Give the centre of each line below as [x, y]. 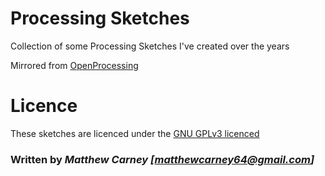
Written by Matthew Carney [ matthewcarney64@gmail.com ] [162, 159]
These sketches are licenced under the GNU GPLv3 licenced [135, 133]
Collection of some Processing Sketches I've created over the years [150, 46]
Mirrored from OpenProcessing [74, 65]
